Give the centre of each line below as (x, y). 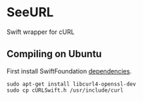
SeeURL (30, 12)
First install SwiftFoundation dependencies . (69, 71)
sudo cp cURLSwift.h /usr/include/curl (65, 90)
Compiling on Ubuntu (54, 54)
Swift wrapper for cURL (41, 32)
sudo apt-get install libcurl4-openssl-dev (71, 84)
